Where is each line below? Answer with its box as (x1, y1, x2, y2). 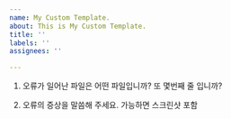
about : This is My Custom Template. (9, 22, 147, 31)
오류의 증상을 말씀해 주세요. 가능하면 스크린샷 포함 (22, 100, 198, 111)
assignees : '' (9, 47, 63, 56)
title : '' (9, 30, 47, 39)
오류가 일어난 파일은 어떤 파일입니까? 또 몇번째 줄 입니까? (22, 80, 223, 91)
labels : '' (9, 38, 50, 48)
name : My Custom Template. (9, 13, 111, 23)
